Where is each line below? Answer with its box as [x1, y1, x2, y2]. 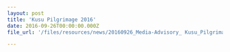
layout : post [7, 9, 44, 17]
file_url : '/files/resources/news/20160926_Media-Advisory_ [7, 28, 183, 36]
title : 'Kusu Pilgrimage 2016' [7, 16, 97, 23]
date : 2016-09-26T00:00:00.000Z [7, 22, 99, 29]
